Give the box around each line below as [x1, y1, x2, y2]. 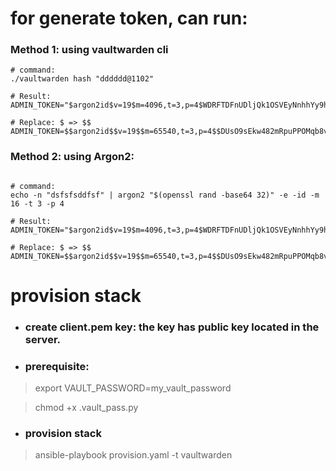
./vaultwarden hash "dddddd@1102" [10, 74, 155, 84]
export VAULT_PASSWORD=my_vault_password [34, 382, 232, 394]
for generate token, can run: [10, 7, 248, 30]
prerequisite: [24, 359, 90, 373]
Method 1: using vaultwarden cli [10, 43, 169, 57]
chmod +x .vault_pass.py [34, 402, 139, 414]
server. [24, 332, 61, 346]
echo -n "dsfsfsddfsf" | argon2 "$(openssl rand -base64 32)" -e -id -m [10, 190, 320, 200]
